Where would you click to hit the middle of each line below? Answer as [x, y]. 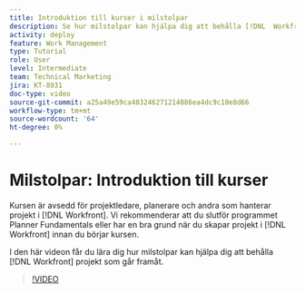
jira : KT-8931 [36, 85]
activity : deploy [42, 34]
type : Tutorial [38, 52]
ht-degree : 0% [36, 128]
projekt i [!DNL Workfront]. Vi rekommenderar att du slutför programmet [144, 215]
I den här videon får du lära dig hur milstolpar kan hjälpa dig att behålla [142, 251]
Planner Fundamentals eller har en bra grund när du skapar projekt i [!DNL [148, 224]
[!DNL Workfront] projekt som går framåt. [87, 261]
